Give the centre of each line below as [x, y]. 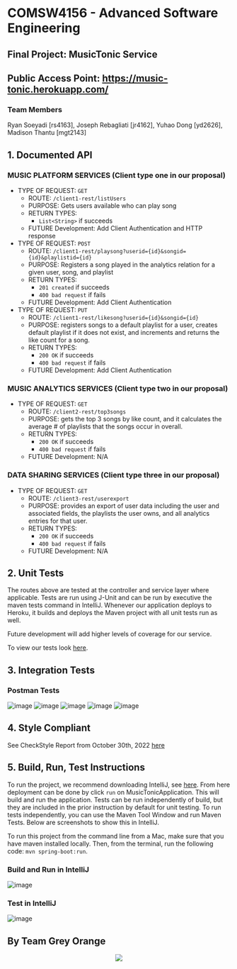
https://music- [135, 78]
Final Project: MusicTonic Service [82, 54]
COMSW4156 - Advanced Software [113, 13]
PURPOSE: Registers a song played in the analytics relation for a [122, 265]
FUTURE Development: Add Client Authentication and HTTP [115, 228]
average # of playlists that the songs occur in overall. [105, 426]
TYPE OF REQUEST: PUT [52, 309]
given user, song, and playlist [71, 272]
